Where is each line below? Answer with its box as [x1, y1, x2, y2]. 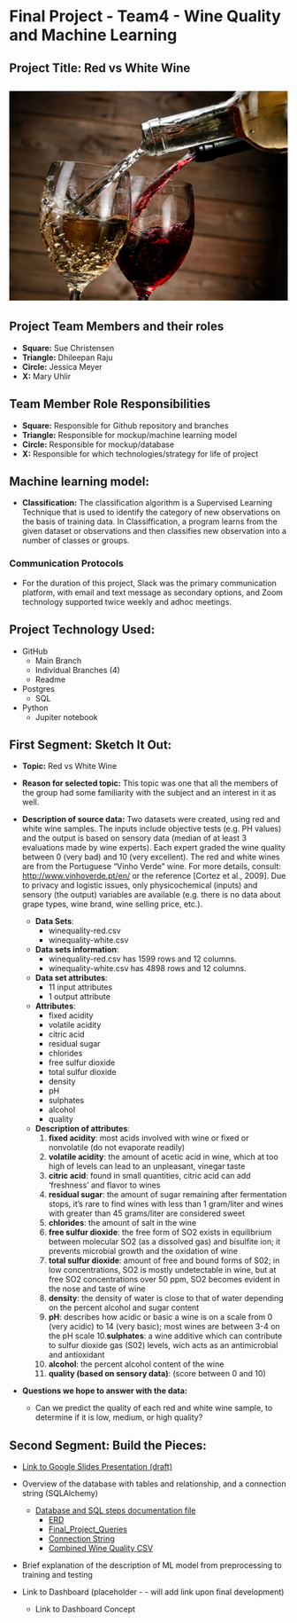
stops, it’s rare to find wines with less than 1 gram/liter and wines [48, 1199, 284, 1210]
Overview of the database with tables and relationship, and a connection [21, 1478, 286, 1489]
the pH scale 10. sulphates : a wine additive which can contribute [48, 1330, 283, 1341]
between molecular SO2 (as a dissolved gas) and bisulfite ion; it [48, 1236, 281, 1247]
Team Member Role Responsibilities [9, 396, 210, 412]
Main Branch [34, 655, 82, 666]
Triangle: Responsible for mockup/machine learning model [21, 429, 237, 440]
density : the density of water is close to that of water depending [48, 1293, 285, 1304]
